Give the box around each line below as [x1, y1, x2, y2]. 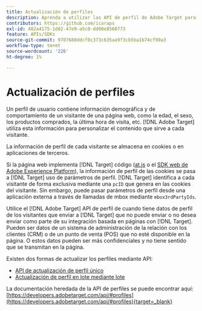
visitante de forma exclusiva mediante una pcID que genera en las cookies [6, 180, 191, 188]
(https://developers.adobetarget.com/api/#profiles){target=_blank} [6, 298, 173, 305]
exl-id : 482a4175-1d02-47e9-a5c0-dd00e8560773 [6, 25, 126, 32]
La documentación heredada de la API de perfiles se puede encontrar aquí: [6, 285, 194, 292]
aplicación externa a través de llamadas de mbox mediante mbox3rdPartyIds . [6, 193, 197, 200]
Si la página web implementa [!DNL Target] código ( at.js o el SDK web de [6, 161, 189, 168]
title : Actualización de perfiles [6, 8, 94, 15]
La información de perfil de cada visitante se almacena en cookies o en [6, 143, 184, 150]
